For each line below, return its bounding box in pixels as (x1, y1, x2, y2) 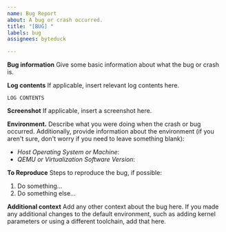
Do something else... (17, 189, 76, 198)
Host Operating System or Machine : (17, 148, 120, 156)
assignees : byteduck (7, 36, 67, 43)
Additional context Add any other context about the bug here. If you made (7, 202, 219, 211)
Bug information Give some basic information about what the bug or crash (7, 61, 219, 69)
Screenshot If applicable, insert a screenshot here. (7, 107, 152, 115)
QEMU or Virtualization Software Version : (17, 156, 136, 164)
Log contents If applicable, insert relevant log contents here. (7, 81, 180, 89)
